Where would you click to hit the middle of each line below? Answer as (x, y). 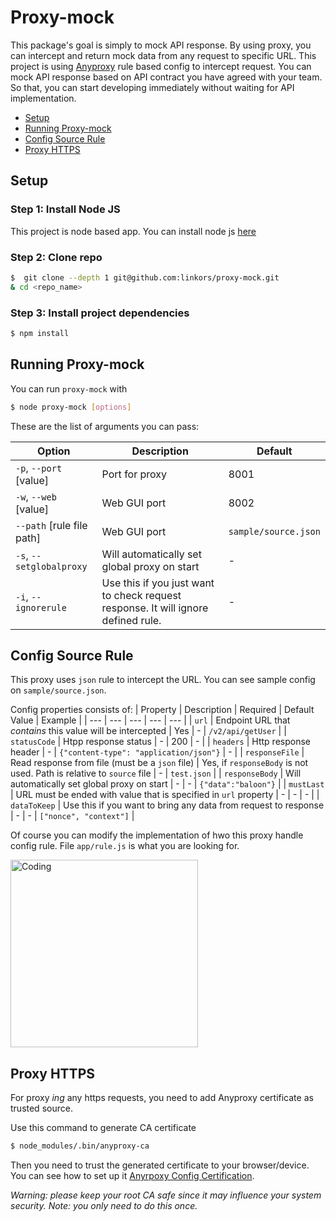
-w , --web (36, 496)
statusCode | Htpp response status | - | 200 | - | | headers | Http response (160, 742)
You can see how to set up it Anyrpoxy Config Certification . (132, 1176)
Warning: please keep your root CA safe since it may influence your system (166, 1195)
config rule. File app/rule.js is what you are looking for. (125, 846)
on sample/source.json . (58, 690)
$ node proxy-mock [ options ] (71, 407)
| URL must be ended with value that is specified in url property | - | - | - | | (165, 795)
